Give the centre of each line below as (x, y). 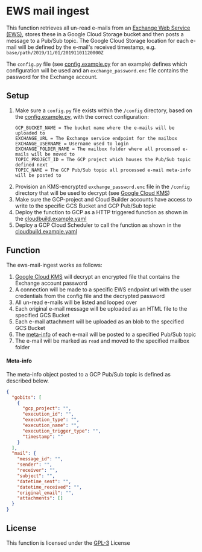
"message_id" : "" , (40, 459)
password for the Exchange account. (52, 77)
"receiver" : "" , (38, 471)
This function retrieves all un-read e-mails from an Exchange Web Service (98, 28)
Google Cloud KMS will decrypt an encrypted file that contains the (97, 276)
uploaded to (30, 133)
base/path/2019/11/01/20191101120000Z (55, 52)
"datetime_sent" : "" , (44, 481)
